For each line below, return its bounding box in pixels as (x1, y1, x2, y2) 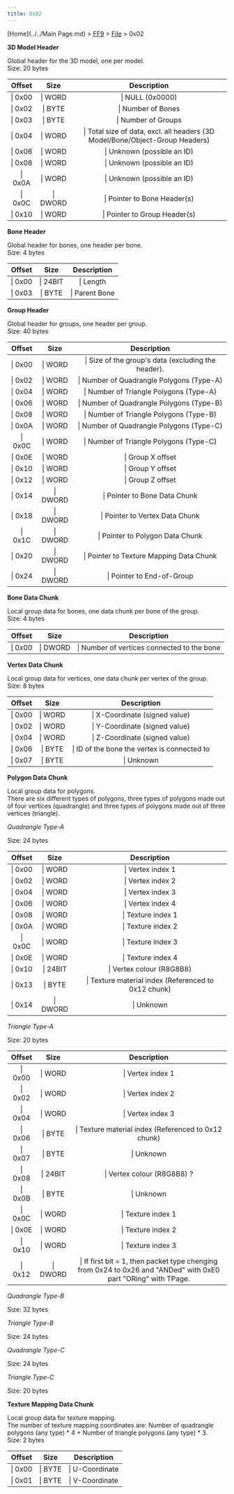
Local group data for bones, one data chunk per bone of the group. (7, 607, 200, 615)
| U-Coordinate (68, 1464, 119, 1474)
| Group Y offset (124, 463, 176, 473)
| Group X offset (124, 452, 176, 462)
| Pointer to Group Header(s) (102, 209, 196, 219)
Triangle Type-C (7, 1372, 54, 1381)
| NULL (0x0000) (120, 92, 178, 102)
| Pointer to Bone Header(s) (104, 194, 194, 203)
